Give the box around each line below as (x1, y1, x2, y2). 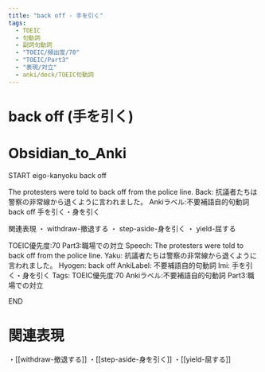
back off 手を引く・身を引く (8, 207, 101, 216)
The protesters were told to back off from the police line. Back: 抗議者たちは (8, 187, 258, 196)
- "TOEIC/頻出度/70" (15, 48, 80, 56)
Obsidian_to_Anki (8, 145, 127, 162)
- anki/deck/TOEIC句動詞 (15, 71, 94, 79)
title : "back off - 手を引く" (8, 11, 103, 20)
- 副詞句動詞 (15, 41, 53, 49)
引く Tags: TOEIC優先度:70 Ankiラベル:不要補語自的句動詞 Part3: (35, 270, 248, 280)
